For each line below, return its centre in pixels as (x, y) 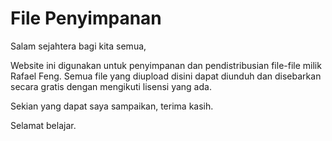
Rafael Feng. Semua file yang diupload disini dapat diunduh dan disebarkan (166, 76)
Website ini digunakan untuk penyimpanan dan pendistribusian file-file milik (166, 65)
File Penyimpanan (86, 18)
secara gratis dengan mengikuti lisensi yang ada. (111, 86)
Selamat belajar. (43, 125)
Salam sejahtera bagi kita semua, (78, 46)
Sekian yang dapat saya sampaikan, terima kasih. (112, 106)
